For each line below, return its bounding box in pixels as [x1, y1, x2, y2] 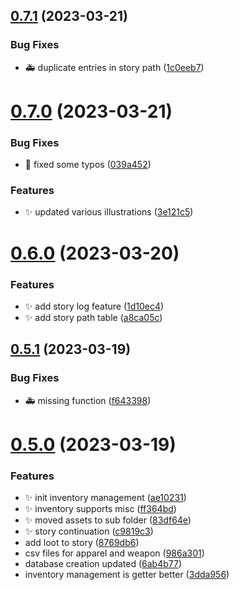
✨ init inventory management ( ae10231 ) [24, 492, 187, 504]
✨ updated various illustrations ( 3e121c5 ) [24, 206, 194, 218]
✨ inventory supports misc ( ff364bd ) [24, 503, 177, 515]
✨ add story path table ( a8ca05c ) [24, 311, 163, 323]
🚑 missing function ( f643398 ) [24, 394, 152, 406]
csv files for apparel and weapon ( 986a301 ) [24, 547, 205, 559]
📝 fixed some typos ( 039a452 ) [24, 159, 152, 171]
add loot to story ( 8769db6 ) [24, 537, 140, 549]
